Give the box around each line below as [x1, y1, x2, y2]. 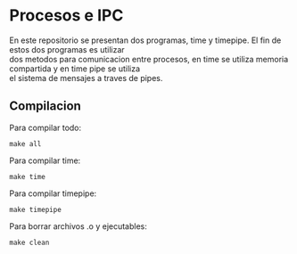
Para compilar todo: [9, 122, 82, 133]
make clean [9, 238, 50, 247]
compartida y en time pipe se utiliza [9, 63, 141, 74]
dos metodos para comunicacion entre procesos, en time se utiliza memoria [9, 53, 289, 64]
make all [9, 139, 42, 148]
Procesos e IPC [9, 5, 124, 26]
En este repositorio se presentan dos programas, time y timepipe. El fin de [9, 35, 282, 45]
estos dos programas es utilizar [9, 44, 125, 54]
